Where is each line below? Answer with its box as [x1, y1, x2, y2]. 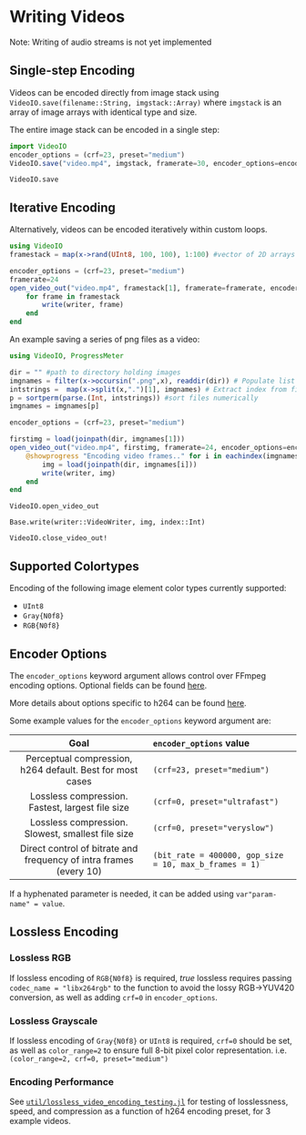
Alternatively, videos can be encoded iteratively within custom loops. [9, 224, 268, 235]
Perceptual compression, [25, 752, 133, 764]
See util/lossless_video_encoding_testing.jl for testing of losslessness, [9, 1096, 289, 1108]
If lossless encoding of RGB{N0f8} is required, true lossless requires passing [9, 972, 292, 983]
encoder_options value [152, 736, 250, 749]
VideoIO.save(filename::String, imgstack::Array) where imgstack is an [9, 97, 282, 107]
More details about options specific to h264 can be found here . [9, 697, 248, 708]
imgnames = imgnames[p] [9, 402, 100, 411]
